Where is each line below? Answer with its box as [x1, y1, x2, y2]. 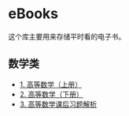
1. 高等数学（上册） [19, 80, 83, 89]
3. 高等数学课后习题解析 [19, 99, 98, 109]
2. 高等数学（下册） [19, 89, 84, 99]
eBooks [8, 5, 59, 23]
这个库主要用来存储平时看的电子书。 [8, 32, 126, 41]
